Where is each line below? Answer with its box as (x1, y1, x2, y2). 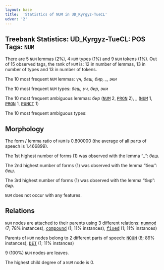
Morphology (5, 125, 44, 133)
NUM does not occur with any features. (5, 192, 82, 198)
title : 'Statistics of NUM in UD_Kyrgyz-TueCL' (5, 12, 108, 17)
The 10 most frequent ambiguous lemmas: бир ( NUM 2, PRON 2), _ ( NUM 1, (5, 95, 153, 101)
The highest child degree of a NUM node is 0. (5, 259, 95, 265)
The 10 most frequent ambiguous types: (5, 110, 87, 116)
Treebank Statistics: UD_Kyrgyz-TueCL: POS (5, 35, 146, 43)
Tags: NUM (5, 43, 35, 51)
